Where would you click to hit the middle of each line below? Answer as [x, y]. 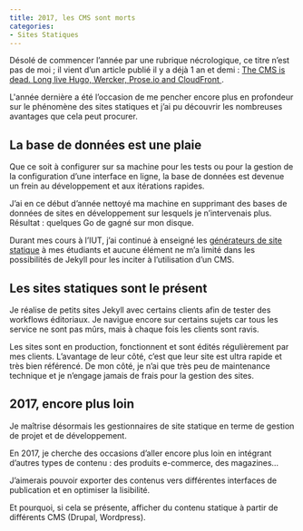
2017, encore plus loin [72, 404]
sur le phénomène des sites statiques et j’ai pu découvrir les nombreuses [146, 107]
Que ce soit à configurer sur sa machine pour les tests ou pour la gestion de [151, 167]
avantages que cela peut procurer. [73, 116]
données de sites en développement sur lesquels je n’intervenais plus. [141, 213]
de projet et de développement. [68, 435]
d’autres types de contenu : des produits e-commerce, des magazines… [144, 462]
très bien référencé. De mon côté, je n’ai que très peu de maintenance [140, 366]
